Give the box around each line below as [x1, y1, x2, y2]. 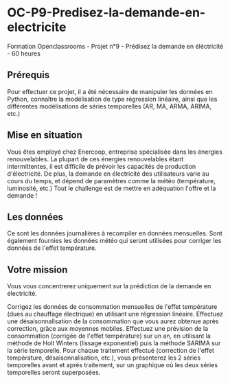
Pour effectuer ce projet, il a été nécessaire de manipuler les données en [7, 87, 213, 95]
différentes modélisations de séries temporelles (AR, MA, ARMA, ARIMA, [7, 102, 211, 111]
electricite [7, 19, 67, 35]
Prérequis [7, 69, 50, 81]
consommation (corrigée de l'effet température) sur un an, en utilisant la [7, 332, 211, 340]
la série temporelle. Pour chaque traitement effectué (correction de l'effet [7, 347, 215, 355]
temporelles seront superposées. [7, 369, 101, 377]
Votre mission [7, 264, 68, 275]
